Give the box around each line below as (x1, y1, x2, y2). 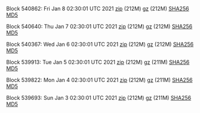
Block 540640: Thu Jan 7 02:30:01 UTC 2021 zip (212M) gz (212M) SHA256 (6, 23, 193, 30)
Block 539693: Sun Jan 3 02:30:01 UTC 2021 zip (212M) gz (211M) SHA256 (6, 95, 192, 101)
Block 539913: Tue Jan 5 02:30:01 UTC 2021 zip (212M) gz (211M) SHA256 (6, 59, 190, 65)
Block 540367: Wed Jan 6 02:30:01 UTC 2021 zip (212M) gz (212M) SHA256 (6, 41, 194, 48)
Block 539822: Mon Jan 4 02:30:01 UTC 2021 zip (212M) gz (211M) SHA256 (6, 77, 193, 83)
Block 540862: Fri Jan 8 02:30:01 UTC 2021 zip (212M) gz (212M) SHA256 (6, 5, 189, 12)
